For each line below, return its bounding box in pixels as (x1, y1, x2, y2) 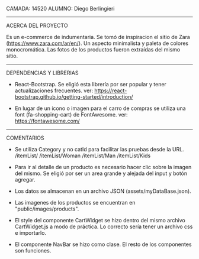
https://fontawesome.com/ (14, 118, 80, 124)
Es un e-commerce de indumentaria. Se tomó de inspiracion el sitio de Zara (6, 34, 191, 40)
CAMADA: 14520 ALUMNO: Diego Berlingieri (6, 5, 115, 12)
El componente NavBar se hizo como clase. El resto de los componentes (14, 241, 192, 248)
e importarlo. (14, 229, 46, 236)
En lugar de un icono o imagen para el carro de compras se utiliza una (14, 105, 186, 112)
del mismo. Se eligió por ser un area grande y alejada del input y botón (14, 170, 188, 177)
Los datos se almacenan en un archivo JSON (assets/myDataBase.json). (14, 187, 191, 195)
